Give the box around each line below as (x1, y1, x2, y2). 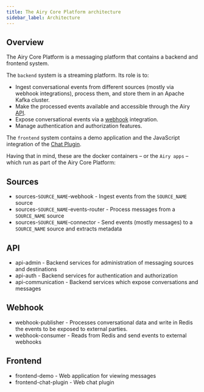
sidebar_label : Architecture (6, 15, 80, 21)
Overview (6, 37, 44, 48)
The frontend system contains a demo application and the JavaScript (6, 134, 180, 141)
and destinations (15, 265, 57, 273)
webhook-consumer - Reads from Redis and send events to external (15, 332, 187, 339)
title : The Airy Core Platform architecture (6, 9, 121, 15)
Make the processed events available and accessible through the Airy (15, 103, 190, 110)
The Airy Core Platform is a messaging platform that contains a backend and (6, 53, 198, 61)
